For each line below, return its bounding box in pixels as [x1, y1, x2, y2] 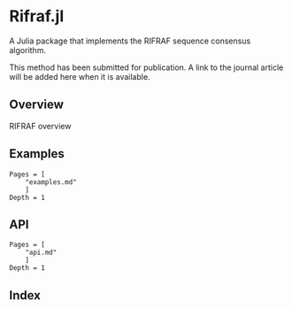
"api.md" [25, 248, 58, 258]
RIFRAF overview [9, 120, 72, 131]
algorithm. [9, 44, 47, 55]
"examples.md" [25, 177, 77, 187]
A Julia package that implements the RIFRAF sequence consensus [9, 35, 251, 46]
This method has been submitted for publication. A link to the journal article [9, 62, 284, 73]
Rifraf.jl [9, 6, 65, 27]
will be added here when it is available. [9, 71, 150, 81]
